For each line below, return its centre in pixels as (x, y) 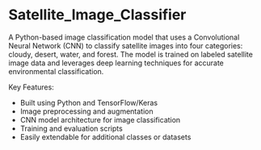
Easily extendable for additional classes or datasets (105, 137)
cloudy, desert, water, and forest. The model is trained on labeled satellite (130, 54)
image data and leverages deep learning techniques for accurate (116, 63)
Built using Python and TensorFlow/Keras (89, 102)
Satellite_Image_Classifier (97, 15)
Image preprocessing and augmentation (86, 111)
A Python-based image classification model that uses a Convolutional (124, 37)
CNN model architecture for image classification (100, 119)
